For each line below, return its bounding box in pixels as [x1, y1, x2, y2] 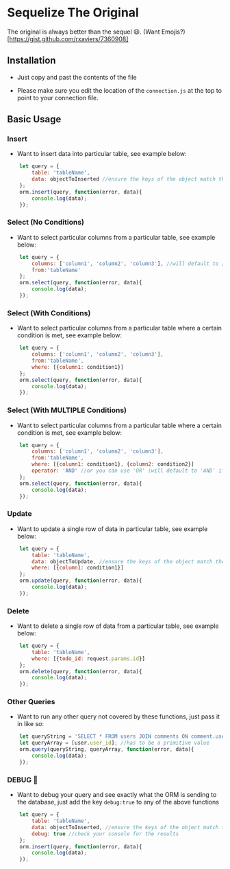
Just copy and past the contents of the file [16, 73, 137, 81]
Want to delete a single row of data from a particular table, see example [16, 622, 219, 630]
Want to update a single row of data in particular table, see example [16, 524, 208, 533]
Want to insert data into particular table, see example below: [16, 150, 187, 158]
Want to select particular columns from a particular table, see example [16, 233, 216, 241]
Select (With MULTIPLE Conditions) [7, 405, 127, 415]
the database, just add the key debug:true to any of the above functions [16, 798, 219, 806]
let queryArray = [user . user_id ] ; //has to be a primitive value [19, 740, 210, 747]
